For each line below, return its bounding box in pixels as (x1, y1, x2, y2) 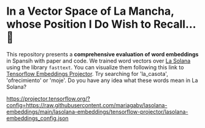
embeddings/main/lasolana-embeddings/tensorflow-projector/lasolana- (6, 108, 188, 115)
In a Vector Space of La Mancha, (6, 4, 174, 18)
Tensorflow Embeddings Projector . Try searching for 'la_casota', (6, 70, 169, 77)
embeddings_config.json (6, 115, 69, 122)
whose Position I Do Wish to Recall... (6, 17, 196, 31)
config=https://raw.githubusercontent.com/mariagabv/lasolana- (6, 101, 168, 108)
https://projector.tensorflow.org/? (6, 95, 90, 102)
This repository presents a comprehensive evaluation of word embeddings (6, 50, 199, 58)
